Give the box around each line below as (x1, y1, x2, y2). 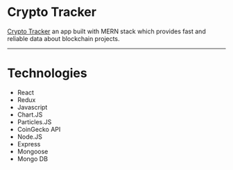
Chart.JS (17, 110, 43, 119)
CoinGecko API (17, 125, 61, 133)
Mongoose (17, 147, 49, 155)
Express (17, 139, 41, 148)
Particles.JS (17, 117, 52, 126)
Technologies (7, 65, 88, 81)
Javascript (17, 103, 48, 111)
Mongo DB (17, 154, 49, 163)
